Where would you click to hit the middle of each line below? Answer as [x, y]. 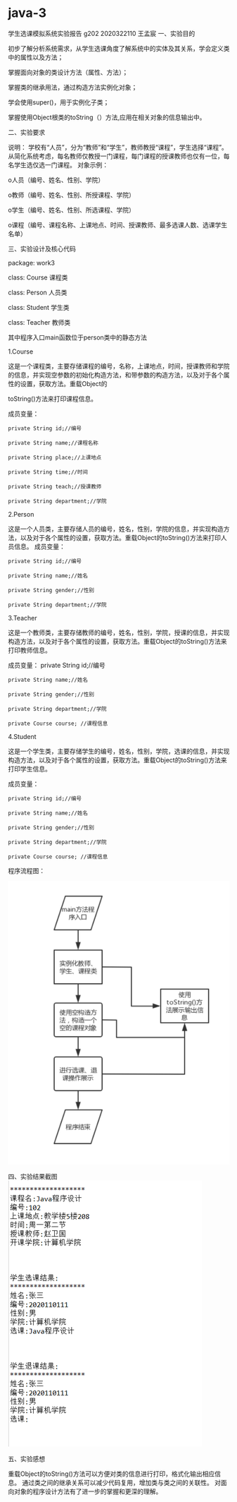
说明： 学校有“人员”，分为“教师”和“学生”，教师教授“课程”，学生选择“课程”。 [118, 147]
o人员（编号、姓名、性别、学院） [56, 180]
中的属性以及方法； [36, 57]
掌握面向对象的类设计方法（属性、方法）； [68, 72]
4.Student [23, 736]
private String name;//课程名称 [53, 443]
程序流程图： [26, 870]
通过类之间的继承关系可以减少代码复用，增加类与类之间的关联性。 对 [121, 1483]
